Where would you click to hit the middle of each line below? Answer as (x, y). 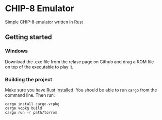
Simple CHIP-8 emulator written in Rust (44, 22)
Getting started (29, 37)
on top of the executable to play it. (39, 67)
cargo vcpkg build (24, 108)
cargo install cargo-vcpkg (32, 104)
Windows (16, 51)
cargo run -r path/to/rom (31, 112)
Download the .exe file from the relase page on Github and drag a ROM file (80, 62)
